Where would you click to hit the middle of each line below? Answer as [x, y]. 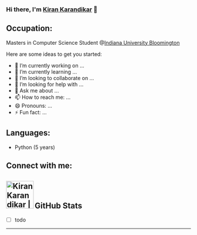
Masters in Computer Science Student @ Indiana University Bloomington [93, 42]
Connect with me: [39, 165]
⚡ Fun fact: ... [30, 112]
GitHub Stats [59, 206]
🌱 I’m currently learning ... [46, 72]
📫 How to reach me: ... [43, 97]
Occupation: [29, 29]
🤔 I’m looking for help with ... [49, 84]
